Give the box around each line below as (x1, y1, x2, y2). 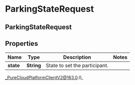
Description (63, 54, 91, 61)
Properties (5, 39, 38, 47)
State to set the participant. (46, 62, 109, 69)
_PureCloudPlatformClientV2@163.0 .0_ (5, 75, 83, 81)
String (26, 62, 41, 69)
